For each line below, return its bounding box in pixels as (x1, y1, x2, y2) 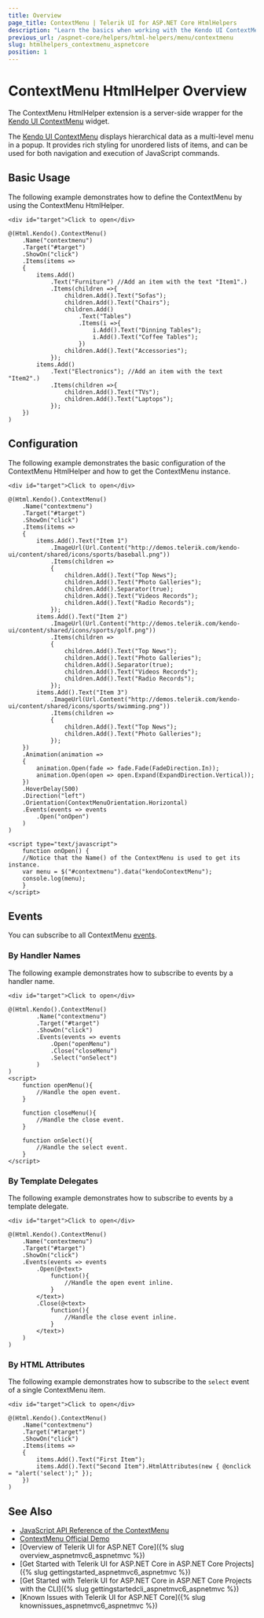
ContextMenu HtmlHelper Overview (8, 82, 247, 100)
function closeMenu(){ (22, 1108, 97, 1117)
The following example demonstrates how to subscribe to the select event (8, 1377, 250, 1386)
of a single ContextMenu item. (8, 1386, 106, 1395)
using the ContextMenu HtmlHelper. (8, 200, 124, 210)
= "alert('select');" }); (8, 1470, 93, 1478)
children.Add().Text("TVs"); (64, 388, 159, 396)
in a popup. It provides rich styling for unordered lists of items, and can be (8, 139, 248, 150)
